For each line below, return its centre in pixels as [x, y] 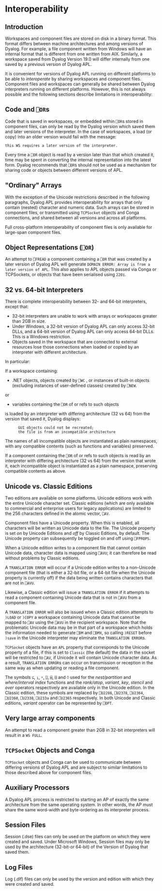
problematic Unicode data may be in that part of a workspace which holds [79, 627]
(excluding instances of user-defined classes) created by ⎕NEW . [74, 386]
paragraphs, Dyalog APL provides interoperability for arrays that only [74, 202]
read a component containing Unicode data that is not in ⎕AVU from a [73, 597]
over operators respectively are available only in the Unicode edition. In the [80, 688]
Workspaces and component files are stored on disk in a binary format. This [81, 38]
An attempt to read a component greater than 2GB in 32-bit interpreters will [80, 730]
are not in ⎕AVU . [20, 583]
